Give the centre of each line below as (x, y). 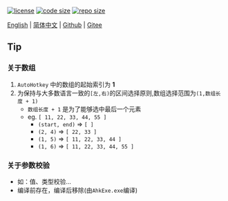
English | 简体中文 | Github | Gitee (55, 25)
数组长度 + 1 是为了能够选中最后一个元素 (84, 109)
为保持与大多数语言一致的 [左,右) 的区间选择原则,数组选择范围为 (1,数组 (116, 93)
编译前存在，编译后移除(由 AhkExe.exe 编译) (77, 190)
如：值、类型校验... (44, 181)
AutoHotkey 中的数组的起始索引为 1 (66, 84)
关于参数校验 (29, 165)
